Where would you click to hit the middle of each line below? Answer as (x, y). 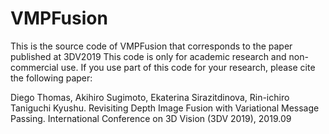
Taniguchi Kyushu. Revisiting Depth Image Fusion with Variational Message (165, 108)
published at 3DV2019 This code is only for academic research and (148, 56)
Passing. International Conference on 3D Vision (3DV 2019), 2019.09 (151, 118)
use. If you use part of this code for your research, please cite (188, 67)
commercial (34, 67)
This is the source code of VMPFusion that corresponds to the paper (151, 46)
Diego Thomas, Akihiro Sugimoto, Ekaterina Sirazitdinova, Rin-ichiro (150, 97)
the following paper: (51, 78)
